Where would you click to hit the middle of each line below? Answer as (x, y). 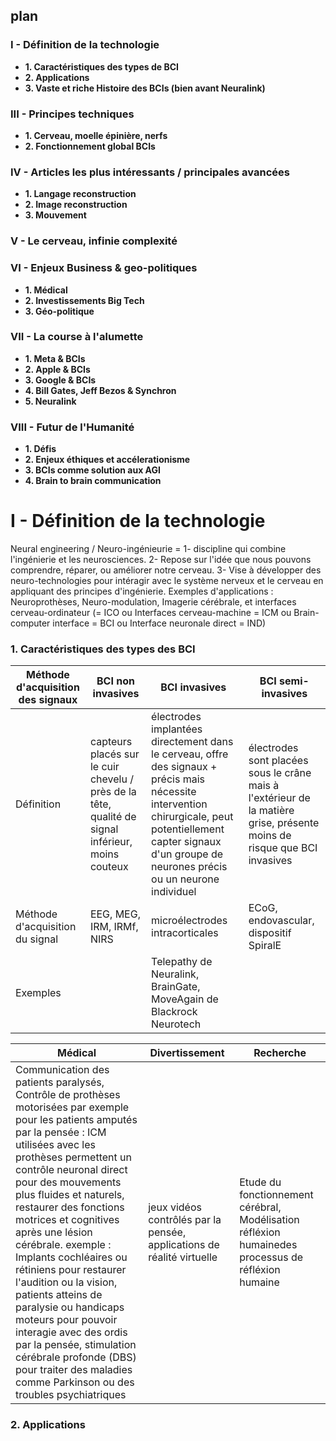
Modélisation (269, 1220)
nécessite (174, 792)
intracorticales (185, 933)
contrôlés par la (185, 1220)
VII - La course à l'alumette (77, 337)
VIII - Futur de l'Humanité (72, 427)
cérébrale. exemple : (63, 1245)
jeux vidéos (175, 1207)
